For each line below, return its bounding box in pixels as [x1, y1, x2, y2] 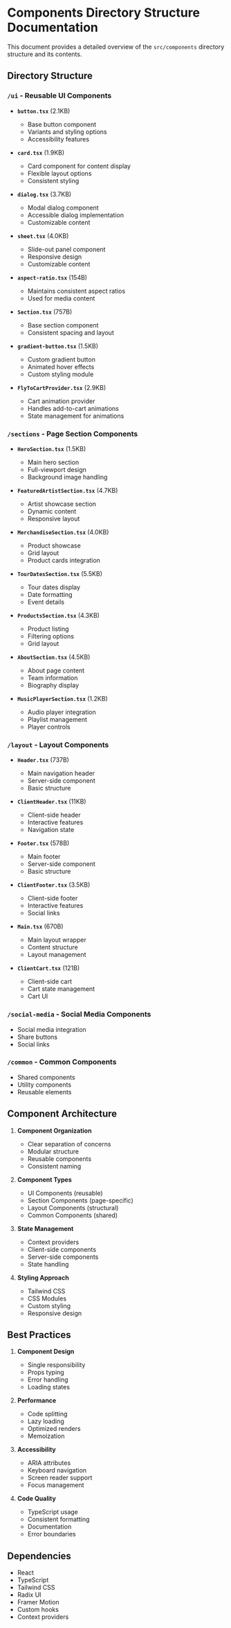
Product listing [27, 625, 69, 633]
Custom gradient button [27, 355, 95, 364]
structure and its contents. [7, 50, 82, 58]
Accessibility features [27, 135, 90, 143]
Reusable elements [17, 1087, 72, 1096]
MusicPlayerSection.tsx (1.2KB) [17, 694, 109, 702]
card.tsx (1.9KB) [17, 148, 65, 157]
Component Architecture [7, 1108, 118, 1120]
